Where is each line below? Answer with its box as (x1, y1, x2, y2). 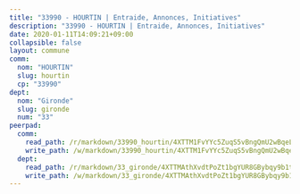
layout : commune (9, 46, 70, 55)
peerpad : (9, 122, 42, 131)
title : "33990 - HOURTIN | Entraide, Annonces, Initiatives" (9, 13, 242, 22)
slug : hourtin (17, 72, 70, 80)
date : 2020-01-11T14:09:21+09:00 (9, 30, 134, 38)
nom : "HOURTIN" (17, 63, 74, 72)
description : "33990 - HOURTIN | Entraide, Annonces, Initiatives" (9, 21, 266, 30)
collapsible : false (9, 38, 82, 47)
